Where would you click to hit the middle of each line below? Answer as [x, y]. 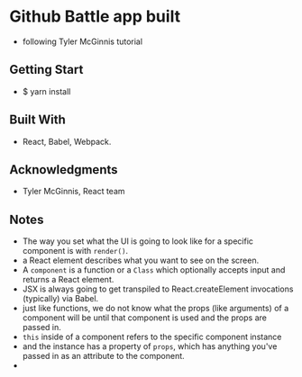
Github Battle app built [95, 17]
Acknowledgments [64, 170]
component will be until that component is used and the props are [145, 318]
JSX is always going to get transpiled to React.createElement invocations [158, 289]
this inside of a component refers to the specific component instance [152, 337]
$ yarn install [46, 91]
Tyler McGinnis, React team [73, 192]
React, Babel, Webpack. [67, 141]
